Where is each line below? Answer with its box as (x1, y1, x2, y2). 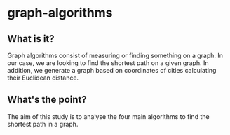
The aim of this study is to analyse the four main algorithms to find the (7, 112, 210, 120)
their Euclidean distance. (7, 73, 79, 82)
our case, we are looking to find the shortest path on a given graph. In (7, 59, 209, 67)
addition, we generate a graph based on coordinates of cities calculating (7, 66, 217, 74)
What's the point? (7, 94, 88, 106)
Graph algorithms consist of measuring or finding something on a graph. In (7, 51, 223, 59)
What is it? (7, 33, 55, 45)
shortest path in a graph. (7, 120, 79, 128)
